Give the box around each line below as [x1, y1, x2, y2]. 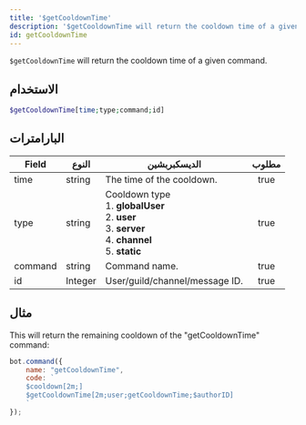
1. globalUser [105, 199, 166, 212]
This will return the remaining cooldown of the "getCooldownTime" [9, 329, 260, 340]
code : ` [25, 374, 55, 383]
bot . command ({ [9, 357, 64, 366]
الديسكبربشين [147, 157, 202, 170]
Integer [66, 274, 97, 287]
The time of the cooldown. [105, 173, 218, 186]
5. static [105, 245, 142, 258]
